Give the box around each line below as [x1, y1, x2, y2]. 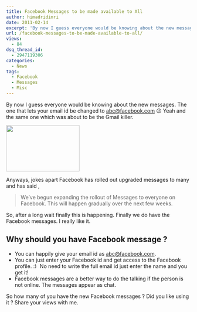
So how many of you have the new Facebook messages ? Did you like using [6, 293, 189, 300]
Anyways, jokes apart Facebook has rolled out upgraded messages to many [6, 176, 189, 183]
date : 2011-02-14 [6, 19, 49, 25]
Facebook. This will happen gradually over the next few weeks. [20, 200, 173, 207]
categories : [6, 57, 35, 63]
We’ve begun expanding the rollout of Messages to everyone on [20, 194, 176, 201]
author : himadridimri [6, 14, 59, 20]
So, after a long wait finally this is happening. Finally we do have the [6, 211, 170, 218]
